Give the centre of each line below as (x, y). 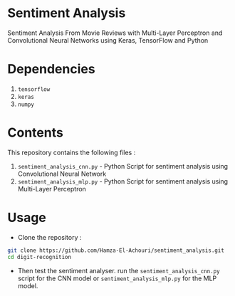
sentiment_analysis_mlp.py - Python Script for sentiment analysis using (123, 181)
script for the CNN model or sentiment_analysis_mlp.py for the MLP (117, 278)
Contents (36, 133)
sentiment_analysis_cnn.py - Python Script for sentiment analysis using (123, 166)
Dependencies (51, 69)
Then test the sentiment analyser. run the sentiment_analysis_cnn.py (119, 270)
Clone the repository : (49, 237)
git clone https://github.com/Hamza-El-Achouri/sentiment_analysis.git (116, 250)
